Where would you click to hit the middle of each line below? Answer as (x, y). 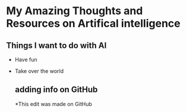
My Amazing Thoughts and (75, 11)
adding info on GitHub (56, 90)
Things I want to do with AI (56, 45)
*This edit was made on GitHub (53, 104)
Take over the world (39, 71)
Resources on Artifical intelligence (93, 23)
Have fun (26, 60)
